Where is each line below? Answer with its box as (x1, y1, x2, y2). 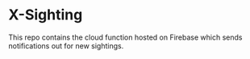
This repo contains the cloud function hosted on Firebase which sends (8, 32, 243, 42)
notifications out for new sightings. (8, 40, 124, 50)
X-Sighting (8, 6, 83, 24)
